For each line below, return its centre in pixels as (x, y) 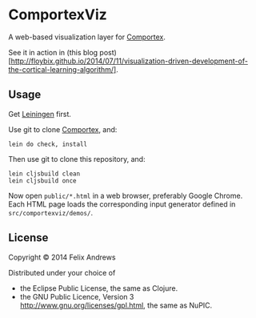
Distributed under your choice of (62, 272)
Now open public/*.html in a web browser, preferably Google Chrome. (126, 195)
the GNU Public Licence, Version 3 (77, 296)
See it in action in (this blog (53, 52)
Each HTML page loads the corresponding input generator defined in (122, 204)
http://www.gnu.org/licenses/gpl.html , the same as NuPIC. (116, 305)
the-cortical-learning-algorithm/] (62, 69)
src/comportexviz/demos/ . (51, 212)
